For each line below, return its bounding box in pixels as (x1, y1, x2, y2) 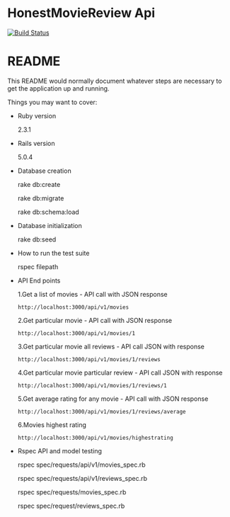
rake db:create (17, 180, 61, 188)
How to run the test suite (17, 249, 90, 257)
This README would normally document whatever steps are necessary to (7, 76, 222, 85)
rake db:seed (17, 235, 57, 244)
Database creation (17, 166, 72, 175)
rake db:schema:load (17, 208, 79, 216)
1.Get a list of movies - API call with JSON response (17, 290, 168, 298)
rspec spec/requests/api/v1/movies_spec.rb (17, 460, 146, 469)
